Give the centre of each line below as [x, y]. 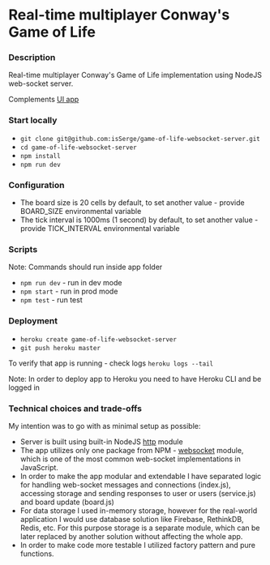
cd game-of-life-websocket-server [78, 148]
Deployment [33, 321]
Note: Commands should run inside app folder [86, 267]
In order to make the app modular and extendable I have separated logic [141, 476]
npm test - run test [51, 300]
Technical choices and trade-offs [75, 409]
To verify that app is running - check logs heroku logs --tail [111, 363]
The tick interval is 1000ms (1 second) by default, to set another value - [139, 220]
